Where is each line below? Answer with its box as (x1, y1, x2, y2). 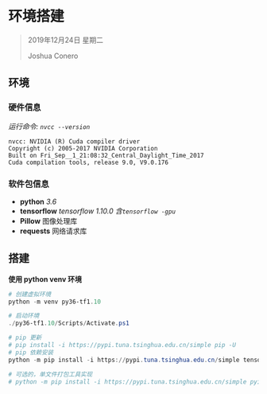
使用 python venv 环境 (8, 274, 82, 283)
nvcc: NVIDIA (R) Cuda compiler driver (8, 137, 141, 146)
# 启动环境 (8, 312, 40, 320)
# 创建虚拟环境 (8, 290, 52, 298)
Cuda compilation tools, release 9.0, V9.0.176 (8, 158, 169, 166)
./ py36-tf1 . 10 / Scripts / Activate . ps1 (8, 319, 130, 327)
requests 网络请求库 (19, 226, 87, 236)
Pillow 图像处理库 (19, 216, 78, 225)
